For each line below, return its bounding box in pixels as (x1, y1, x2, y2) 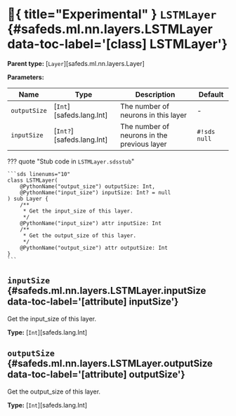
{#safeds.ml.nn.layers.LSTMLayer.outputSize (7, 358, 213, 370)
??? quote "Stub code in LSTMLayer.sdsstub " (7, 157, 135, 166)
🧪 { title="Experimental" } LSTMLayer (7, 6, 217, 22)
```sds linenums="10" (7, 170, 71, 177)
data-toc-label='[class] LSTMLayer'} (7, 36, 228, 52)
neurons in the (120, 130, 168, 140)
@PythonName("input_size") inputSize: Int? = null (20, 189, 171, 196)
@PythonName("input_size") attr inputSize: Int (20, 220, 162, 227)
